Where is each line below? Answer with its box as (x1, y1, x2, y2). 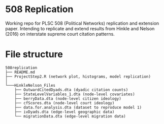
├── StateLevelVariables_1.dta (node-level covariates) (14, 92, 136, 97)
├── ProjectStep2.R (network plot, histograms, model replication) (5, 74, 151, 79)
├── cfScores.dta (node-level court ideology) (14, 100, 115, 105)
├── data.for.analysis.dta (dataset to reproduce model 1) (14, 105, 142, 110)
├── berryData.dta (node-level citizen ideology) (14, 96, 122, 101)
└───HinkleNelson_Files (5, 83, 56, 88)
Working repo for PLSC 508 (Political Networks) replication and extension (5, 20, 159, 26)
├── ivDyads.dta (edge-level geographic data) (14, 109, 115, 114)
